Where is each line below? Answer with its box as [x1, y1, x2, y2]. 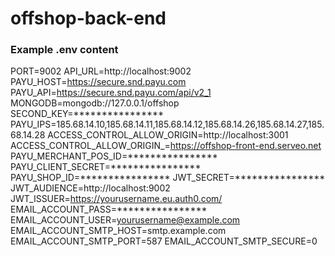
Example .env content [10, 43, 119, 57]
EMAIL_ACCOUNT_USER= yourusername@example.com [10, 214, 241, 226]
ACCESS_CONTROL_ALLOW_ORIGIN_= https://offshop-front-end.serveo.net [10, 140, 322, 152]
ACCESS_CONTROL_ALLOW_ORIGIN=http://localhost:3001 [47, 129, 289, 141]
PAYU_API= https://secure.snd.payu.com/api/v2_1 [10, 87, 212, 99]
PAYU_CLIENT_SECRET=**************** [10, 161, 202, 173]
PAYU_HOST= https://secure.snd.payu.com [10, 76, 187, 88]
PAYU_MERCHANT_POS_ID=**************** [10, 150, 218, 162]
